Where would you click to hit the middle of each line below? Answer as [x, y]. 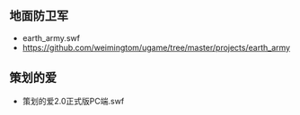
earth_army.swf [51, 37]
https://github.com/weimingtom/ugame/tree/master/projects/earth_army [156, 47]
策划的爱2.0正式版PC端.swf [73, 101]
